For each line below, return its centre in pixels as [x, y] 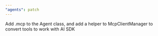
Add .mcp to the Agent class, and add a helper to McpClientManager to [79, 24]
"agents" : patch [22, 10]
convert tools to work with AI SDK [40, 29]
